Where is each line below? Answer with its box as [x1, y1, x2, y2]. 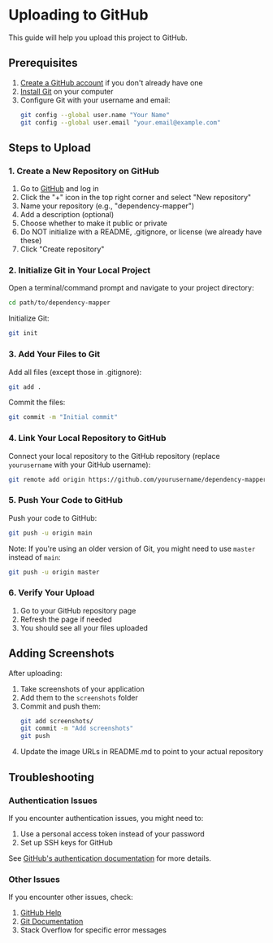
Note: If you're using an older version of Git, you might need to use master [8, 544, 256, 553]
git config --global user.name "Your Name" [19, 111, 171, 119]
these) [19, 236, 42, 246]
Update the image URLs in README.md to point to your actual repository [19, 747, 264, 757]
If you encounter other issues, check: [8, 893, 134, 902]
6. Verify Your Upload [8, 587, 95, 599]
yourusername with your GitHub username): [8, 460, 151, 469]
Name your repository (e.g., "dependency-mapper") [19, 201, 195, 211]
